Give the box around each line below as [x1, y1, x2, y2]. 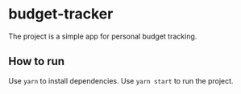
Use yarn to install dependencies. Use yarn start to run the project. [8, 76, 234, 85]
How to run [8, 55, 65, 68]
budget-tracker [8, 5, 114, 23]
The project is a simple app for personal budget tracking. [8, 31, 197, 41]
